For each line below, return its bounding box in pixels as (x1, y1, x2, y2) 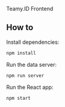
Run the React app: (6, 84, 54, 91)
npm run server (6, 72, 45, 79)
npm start (6, 95, 31, 101)
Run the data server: (6, 61, 57, 68)
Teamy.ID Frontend (6, 5, 54, 12)
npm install (6, 50, 36, 56)
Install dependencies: (6, 38, 60, 46)
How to (6, 22, 34, 32)
